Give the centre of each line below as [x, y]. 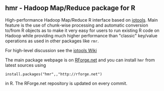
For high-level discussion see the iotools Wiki [51, 50]
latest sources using [26, 65]
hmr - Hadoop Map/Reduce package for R [70, 8]
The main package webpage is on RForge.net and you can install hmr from [80, 60]
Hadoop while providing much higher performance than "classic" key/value [81, 35]
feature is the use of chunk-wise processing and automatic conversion [77, 25]
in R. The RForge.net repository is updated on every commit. [66, 83]
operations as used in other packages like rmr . [52, 41]
